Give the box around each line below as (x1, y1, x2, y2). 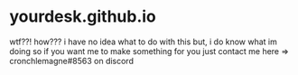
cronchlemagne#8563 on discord (9, 55, 134, 66)
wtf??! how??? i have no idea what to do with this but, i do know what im (9, 36, 277, 47)
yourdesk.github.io (9, 6, 156, 27)
